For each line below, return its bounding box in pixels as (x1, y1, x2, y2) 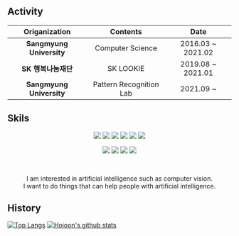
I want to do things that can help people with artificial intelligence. (23, 181, 216, 190)
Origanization (23, 26, 71, 36)
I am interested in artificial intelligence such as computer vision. (26, 174, 213, 183)
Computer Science (95, 43, 158, 52)
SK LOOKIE (107, 63, 145, 73)
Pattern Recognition (92, 79, 159, 89)
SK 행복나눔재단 (21, 64, 73, 74)
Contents (110, 26, 142, 36)
